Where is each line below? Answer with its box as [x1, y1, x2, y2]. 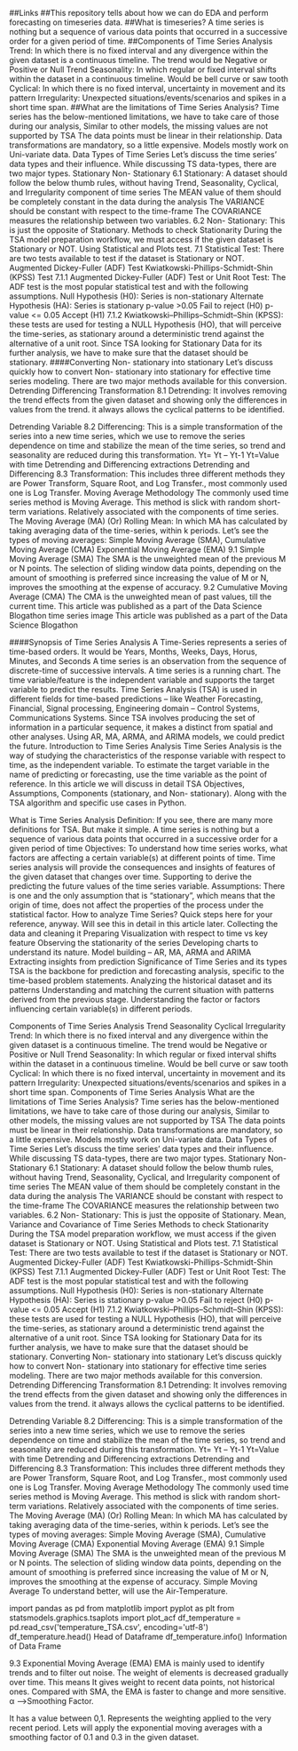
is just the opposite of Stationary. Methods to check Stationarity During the [9, 225, 282, 235]
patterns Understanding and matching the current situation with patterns [9, 985, 275, 995]
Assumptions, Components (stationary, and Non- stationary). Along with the [9, 788, 287, 798]
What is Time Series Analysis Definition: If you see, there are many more [9, 815, 273, 825]
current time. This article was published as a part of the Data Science [9, 601, 263, 612]
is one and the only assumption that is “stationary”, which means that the [9, 891, 276, 900]
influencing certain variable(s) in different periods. [9, 1003, 192, 1014]
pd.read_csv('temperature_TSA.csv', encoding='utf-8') [9, 1622, 209, 1632]
